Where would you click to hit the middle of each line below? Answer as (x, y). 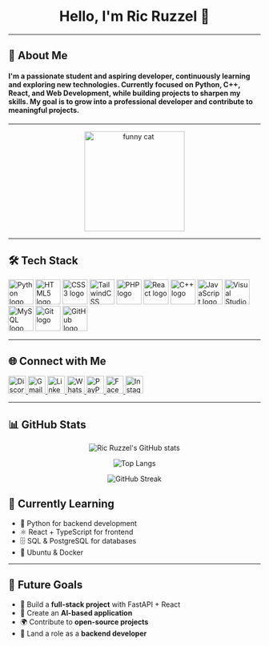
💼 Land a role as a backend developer (83, 633)
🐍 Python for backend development (78, 523)
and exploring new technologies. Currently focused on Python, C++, (124, 84)
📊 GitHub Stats (47, 425)
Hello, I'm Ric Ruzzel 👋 (134, 16)
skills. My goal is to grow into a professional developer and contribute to (131, 101)
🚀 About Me (38, 56)
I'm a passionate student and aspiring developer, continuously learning (129, 76)
